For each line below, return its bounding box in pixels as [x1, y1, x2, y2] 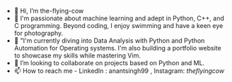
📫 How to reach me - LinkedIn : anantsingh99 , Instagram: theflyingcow [13, 67, 225, 75]
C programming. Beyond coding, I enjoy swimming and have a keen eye [13, 22, 224, 29]
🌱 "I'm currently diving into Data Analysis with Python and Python [13, 36, 205, 45]
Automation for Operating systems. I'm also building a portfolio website [13, 44, 221, 52]
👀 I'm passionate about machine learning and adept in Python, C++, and [13, 14, 225, 22]
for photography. [13, 29, 64, 37]
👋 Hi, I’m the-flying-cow [13, 7, 84, 15]
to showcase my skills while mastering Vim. [13, 51, 141, 60]
